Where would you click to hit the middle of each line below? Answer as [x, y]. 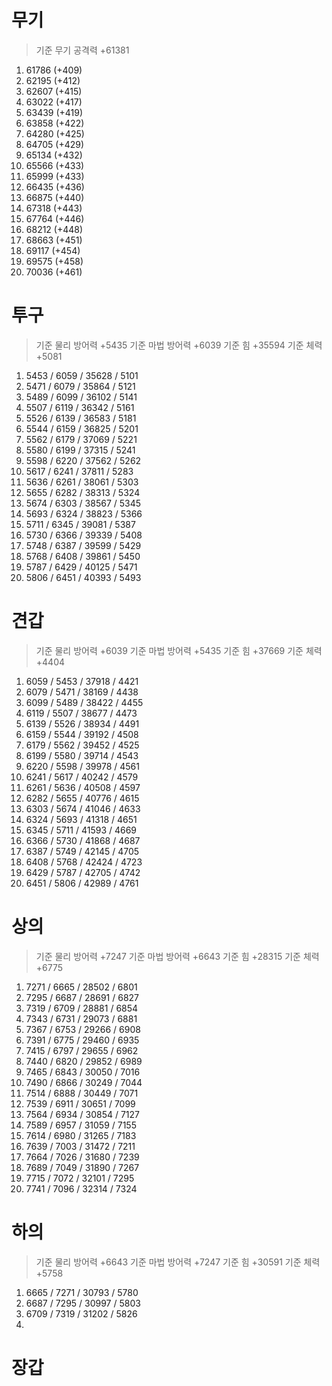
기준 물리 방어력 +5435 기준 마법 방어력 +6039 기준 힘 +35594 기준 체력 [179, 345]
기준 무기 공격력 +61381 [82, 50]
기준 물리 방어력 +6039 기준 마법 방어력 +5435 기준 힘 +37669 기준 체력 [179, 650]
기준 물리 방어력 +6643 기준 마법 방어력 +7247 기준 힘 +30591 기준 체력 [178, 1262]
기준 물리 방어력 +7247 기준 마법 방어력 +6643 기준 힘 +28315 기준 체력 [177, 956]
